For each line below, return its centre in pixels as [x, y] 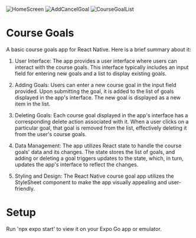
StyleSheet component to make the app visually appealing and [91, 182]
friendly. [25, 188]
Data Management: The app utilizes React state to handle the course [98, 146]
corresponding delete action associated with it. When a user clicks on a [102, 121]
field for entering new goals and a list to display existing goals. [91, 73]
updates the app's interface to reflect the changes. [76, 164]
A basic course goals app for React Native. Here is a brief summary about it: [99, 49]
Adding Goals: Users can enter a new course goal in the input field [95, 85]
